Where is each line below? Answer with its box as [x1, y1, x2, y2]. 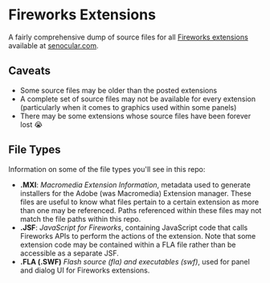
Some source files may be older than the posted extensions [19, 85, 218, 95]
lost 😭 [19, 119, 43, 129]
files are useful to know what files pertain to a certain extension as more [19, 197, 260, 207]
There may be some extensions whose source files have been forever [19, 111, 252, 121]
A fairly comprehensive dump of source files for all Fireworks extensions [8, 32, 249, 42]
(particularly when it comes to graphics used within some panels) [19, 102, 237, 112]
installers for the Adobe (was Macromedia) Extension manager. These [19, 188, 252, 198]
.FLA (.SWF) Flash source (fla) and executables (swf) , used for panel [19, 256, 251, 266]
